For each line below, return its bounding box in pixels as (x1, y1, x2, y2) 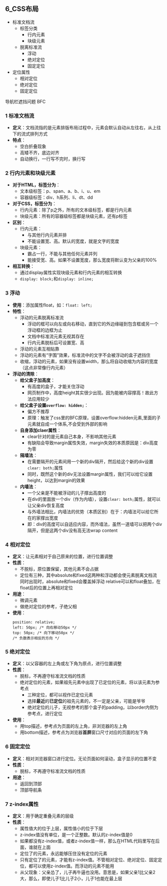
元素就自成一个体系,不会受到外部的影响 (27, 421, 108, 427)
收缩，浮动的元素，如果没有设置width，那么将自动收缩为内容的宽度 (19, 358, 159, 364)
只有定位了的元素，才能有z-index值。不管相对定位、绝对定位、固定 (19, 856, 158, 862)
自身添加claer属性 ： (19, 427, 61, 433)
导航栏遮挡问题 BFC (5, 98, 46, 104)
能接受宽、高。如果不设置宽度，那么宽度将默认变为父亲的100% (27, 257, 157, 263)
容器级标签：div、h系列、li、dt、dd (19, 194, 93, 200)
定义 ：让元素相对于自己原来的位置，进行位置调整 (12, 553, 113, 559)
